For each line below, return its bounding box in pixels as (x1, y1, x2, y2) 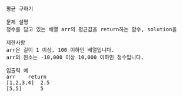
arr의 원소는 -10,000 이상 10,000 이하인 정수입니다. (6, 54, 144, 61)
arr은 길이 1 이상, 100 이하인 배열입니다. (6, 46, 115, 53)
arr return (6, 73, 47, 80)
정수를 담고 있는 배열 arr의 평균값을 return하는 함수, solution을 (6, 26, 177, 32)
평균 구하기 (6, 5, 34, 12)
